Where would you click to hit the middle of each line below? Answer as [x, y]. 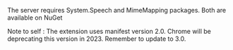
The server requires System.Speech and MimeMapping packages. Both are [117, 10]
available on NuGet [35, 18]
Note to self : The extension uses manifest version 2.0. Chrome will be [109, 31]
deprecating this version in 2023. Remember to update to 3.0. [97, 39]
